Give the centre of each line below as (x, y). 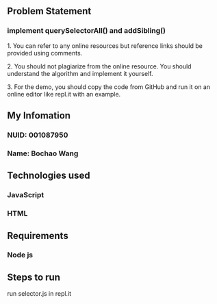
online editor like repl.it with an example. (64, 94)
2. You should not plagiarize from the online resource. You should (99, 66)
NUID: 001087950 (38, 135)
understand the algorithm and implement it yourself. (80, 73)
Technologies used (49, 176)
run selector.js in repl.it (39, 294)
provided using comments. (45, 53)
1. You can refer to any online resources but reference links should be (105, 46)
